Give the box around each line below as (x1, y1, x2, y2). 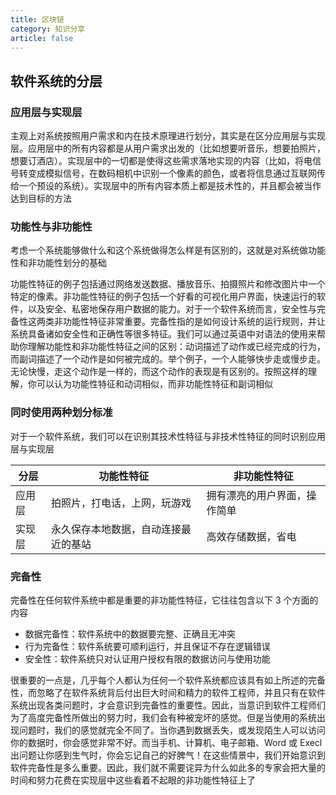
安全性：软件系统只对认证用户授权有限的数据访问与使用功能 (24, 652, 271, 665)
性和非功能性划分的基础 (10, 257, 107, 269)
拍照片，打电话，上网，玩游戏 (51, 496, 192, 510)
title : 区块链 (10, 14, 65, 25)
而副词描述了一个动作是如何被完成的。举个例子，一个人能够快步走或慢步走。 (10, 353, 326, 365)
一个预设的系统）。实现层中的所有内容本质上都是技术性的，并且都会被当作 (18, 180, 322, 192)
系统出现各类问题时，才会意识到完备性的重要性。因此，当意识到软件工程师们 (10, 699, 326, 711)
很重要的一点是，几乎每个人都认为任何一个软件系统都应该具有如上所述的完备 (10, 674, 326, 686)
